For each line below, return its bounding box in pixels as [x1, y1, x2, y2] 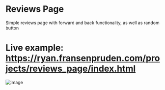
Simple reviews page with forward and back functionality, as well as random [5, 20, 160, 26]
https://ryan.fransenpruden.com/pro [5, 53, 160, 64]
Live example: [5, 42, 64, 54]
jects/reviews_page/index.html [5, 63, 136, 74]
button [5, 25, 19, 30]
